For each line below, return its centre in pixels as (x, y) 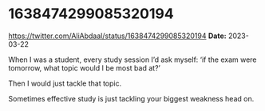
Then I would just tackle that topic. (65, 83)
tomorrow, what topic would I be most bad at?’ (85, 67)
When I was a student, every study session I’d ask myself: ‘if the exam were (132, 59)
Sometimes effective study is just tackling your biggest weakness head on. (131, 98)
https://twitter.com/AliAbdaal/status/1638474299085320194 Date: (117, 36)
